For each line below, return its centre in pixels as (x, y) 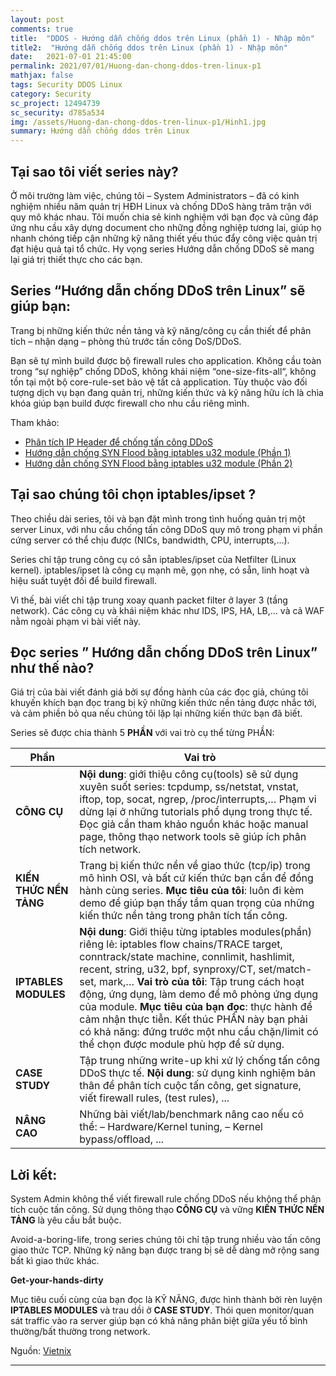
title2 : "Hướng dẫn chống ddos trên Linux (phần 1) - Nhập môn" (149, 47)
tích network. (110, 849)
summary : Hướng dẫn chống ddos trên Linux (100, 131)
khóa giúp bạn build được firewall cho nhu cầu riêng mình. (130, 403)
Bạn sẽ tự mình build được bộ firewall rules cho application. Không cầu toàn (166, 360)
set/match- (285, 969)
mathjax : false (42, 76)
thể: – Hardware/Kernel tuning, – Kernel (171, 1127)
